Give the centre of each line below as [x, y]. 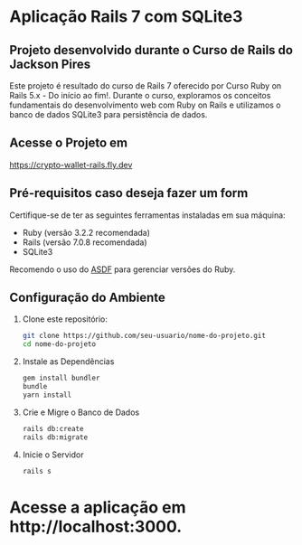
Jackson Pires [50, 64]
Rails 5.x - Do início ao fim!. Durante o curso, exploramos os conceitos [140, 95]
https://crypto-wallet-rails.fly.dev [71, 164]
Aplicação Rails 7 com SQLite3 [126, 17]
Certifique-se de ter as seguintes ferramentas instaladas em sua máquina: [148, 215]
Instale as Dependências [68, 362]
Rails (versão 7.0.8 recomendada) [85, 242]
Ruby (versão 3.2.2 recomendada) [86, 232]
